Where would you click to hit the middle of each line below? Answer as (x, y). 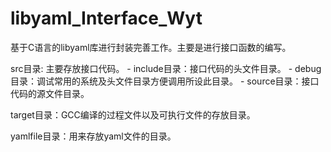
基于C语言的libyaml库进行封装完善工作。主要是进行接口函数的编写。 (151, 47)
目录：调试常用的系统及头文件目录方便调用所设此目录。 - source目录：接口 (165, 81)
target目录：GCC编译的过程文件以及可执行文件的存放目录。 (133, 114)
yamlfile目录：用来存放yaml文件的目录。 (93, 136)
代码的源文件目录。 (50, 93)
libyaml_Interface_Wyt (106, 18)
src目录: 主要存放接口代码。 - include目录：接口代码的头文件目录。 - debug (166, 68)
